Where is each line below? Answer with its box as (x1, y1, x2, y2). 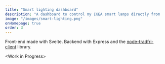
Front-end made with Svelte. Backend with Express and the (5, 39, 126, 44)
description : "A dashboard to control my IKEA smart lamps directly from (5, 12, 161, 17)
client (5, 44, 16, 50)
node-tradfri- (126, 39, 154, 44)
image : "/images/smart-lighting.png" (5, 16, 83, 21)
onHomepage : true (5, 21, 41, 26)
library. (17, 44, 32, 50)
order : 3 (5, 25, 23, 30)
